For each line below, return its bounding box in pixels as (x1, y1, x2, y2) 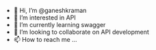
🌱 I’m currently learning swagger (13, 21, 106, 28)
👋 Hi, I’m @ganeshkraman (13, 7, 87, 14)
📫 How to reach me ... (13, 36, 77, 43)
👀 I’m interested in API (13, 14, 77, 22)
